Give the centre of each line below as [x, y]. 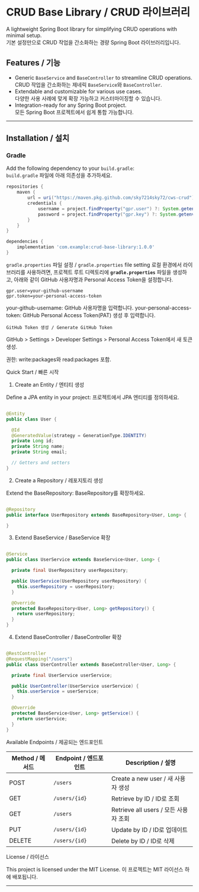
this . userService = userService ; [58, 692]
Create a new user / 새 [142, 779]
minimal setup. [24, 35]
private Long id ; [33, 441]
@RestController [26, 654]
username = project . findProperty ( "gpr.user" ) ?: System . [110, 208]
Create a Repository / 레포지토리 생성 [59, 480]
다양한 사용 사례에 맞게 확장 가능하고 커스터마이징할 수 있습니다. [88, 98]
